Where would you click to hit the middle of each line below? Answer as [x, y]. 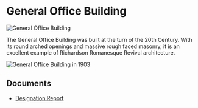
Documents [29, 83]
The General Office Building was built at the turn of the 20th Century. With [99, 39]
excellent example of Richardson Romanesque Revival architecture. [91, 52]
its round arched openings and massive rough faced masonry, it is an [93, 46]
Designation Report [39, 98]
